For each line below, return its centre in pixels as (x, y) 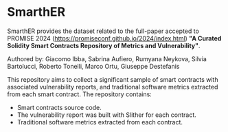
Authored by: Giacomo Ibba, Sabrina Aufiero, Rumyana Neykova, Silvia (107, 58)
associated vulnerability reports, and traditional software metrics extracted (113, 87)
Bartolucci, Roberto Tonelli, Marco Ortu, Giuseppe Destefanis (93, 66)
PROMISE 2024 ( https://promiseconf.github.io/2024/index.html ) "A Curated (114, 38)
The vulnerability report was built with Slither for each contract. (107, 115)
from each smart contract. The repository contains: (80, 94)
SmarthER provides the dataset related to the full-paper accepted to (103, 31)
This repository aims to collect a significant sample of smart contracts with (113, 79)
